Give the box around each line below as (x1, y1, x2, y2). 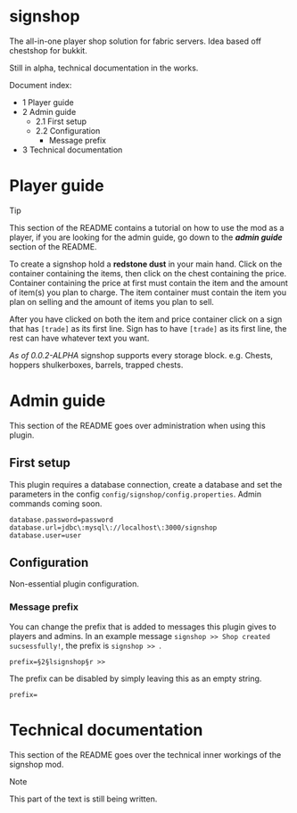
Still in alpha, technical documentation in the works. (9, 62, 199, 73)
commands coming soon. (9, 497, 103, 509)
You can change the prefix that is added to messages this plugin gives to (9, 621, 276, 632)
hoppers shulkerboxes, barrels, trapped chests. (9, 359, 184, 370)
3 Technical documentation (21, 144, 123, 155)
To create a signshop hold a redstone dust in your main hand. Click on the (9, 259, 283, 269)
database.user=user (9, 530, 82, 540)
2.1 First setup (35, 116, 87, 127)
